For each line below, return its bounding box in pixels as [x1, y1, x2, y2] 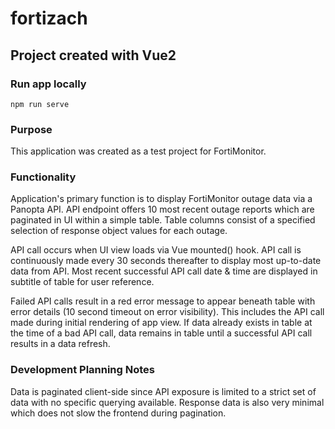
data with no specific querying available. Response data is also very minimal [10, 396, 325, 408]
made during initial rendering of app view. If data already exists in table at [10, 317, 313, 329]
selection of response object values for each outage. [10, 225, 228, 237]
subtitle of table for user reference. [10, 276, 155, 288]
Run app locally [10, 77, 87, 91]
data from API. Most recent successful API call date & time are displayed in [10, 265, 318, 277]
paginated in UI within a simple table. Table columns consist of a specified [10, 214, 316, 226]
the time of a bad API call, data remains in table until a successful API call [10, 327, 313, 339]
